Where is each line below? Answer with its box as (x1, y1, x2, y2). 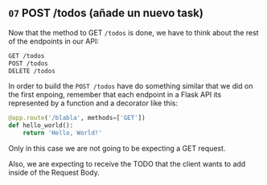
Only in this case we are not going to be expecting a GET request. (8, 144, 226, 154)
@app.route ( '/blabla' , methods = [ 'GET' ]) (8, 114, 146, 122)
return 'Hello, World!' (23, 129, 103, 138)
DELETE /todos (8, 67, 56, 75)
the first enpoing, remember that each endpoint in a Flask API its (8, 90, 222, 100)
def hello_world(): (8, 121, 74, 129)
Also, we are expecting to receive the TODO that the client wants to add (8, 159, 246, 169)
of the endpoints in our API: (8, 36, 99, 46)
